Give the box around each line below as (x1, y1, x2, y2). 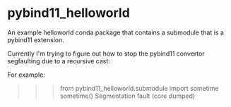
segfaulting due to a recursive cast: (7, 56, 111, 65)
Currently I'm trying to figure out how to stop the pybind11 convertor (7, 49, 205, 58)
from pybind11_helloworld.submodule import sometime (59, 84, 219, 92)
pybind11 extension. (7, 35, 65, 44)
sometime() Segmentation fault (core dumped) (59, 92, 196, 100)
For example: (7, 70, 46, 79)
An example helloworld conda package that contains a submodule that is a (7, 28, 224, 37)
